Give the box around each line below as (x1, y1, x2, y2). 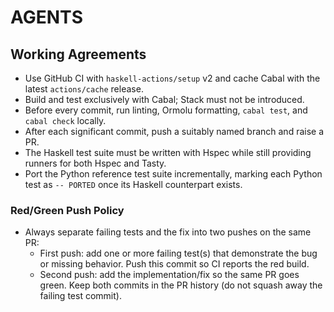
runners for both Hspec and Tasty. (24, 157, 167, 169)
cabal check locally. (24, 115, 107, 126)
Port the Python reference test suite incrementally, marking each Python (24, 168, 323, 180)
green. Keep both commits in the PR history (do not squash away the (39, 279, 323, 291)
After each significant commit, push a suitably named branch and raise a (24, 126, 325, 137)
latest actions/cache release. (24, 83, 144, 95)
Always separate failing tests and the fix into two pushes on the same (24, 226, 312, 238)
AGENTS (10, 6, 83, 29)
